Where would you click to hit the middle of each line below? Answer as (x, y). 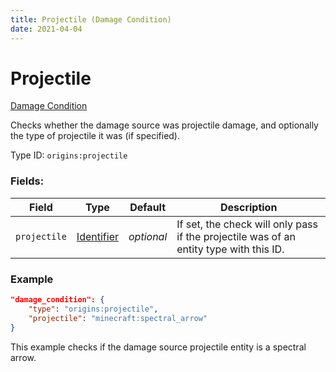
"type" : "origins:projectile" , (93, 309)
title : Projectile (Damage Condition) (91, 19)
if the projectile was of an (236, 236)
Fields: (27, 181)
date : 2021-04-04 (46, 29)
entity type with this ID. (230, 249)
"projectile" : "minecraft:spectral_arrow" (118, 318)
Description (248, 207)
